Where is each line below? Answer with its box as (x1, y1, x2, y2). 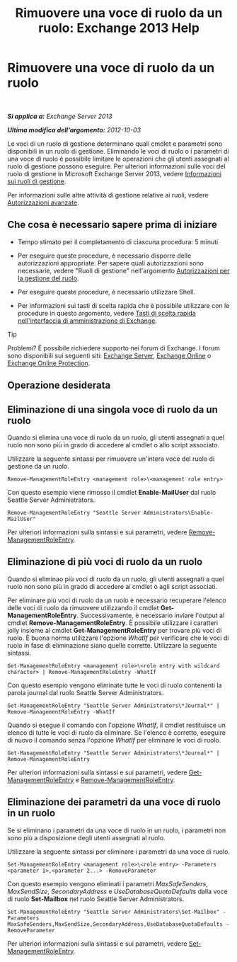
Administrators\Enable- (143, 509, 214, 516)
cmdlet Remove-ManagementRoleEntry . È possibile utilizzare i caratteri (7, 618, 218, 627)
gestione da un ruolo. (7, 462, 69, 470)
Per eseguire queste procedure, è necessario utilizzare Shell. (17, 287, 196, 296)
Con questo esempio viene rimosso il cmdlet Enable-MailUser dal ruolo (7, 488, 216, 496)
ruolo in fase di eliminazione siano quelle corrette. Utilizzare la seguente (7, 641, 217, 649)
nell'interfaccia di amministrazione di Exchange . (17, 316, 158, 325)
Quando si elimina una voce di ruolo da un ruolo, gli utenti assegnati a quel (7, 433, 224, 442)
